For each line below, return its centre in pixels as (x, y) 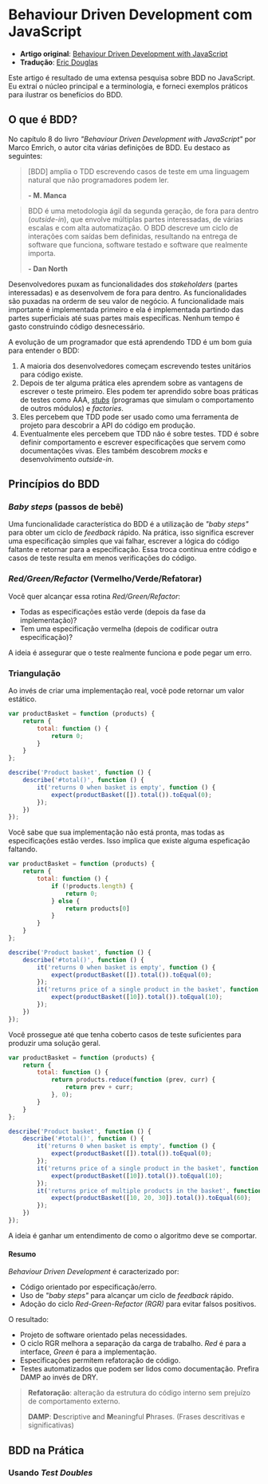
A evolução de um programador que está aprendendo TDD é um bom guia (130, 341)
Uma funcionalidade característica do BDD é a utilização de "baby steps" (128, 524)
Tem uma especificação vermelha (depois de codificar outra (119, 629)
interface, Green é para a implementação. (88, 1352)
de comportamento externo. (74, 1401)
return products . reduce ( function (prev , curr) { (133, 1080)
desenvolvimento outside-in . (67, 459)
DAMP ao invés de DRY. (59, 1377)
